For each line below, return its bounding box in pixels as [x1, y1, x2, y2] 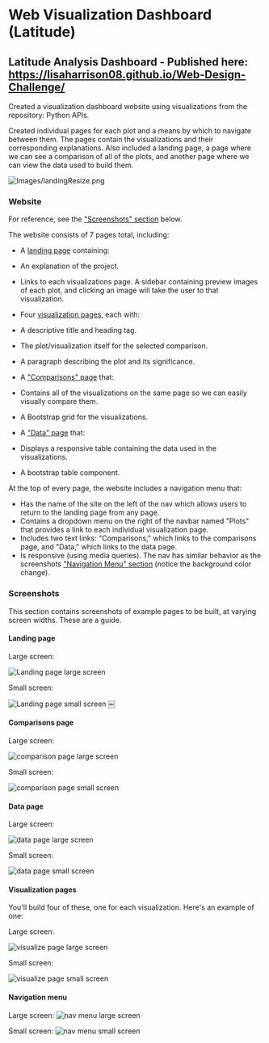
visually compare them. [19, 397, 99, 406]
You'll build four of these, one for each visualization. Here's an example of [8, 902, 254, 912]
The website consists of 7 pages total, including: [8, 230, 170, 240]
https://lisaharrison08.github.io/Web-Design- [8, 67, 246, 82]
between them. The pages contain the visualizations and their [8, 135, 214, 144]
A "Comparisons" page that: [19, 372, 115, 382]
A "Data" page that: [19, 428, 86, 438]
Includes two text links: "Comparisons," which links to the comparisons [19, 533, 257, 543]
